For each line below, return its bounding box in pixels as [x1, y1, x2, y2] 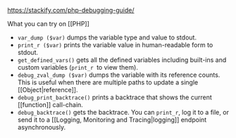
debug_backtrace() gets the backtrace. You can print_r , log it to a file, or [17, 108, 229, 116]
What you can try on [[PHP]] [7, 20, 90, 27]
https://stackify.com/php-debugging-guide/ [7, 6, 135, 14]
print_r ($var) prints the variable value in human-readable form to [17, 41, 213, 49]
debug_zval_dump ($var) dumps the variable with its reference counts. [17, 70, 221, 79]
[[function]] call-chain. [17, 101, 83, 108]
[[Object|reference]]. [17, 86, 78, 94]
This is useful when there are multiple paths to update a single [17, 78, 199, 87]
